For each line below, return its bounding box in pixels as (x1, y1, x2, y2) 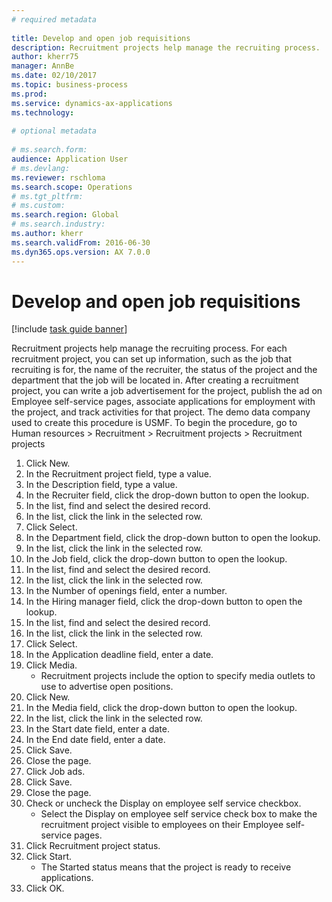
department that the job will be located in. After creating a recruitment (11, 374, 299, 386)
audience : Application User (11, 154, 129, 164)
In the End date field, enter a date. (25, 734, 166, 746)
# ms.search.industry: (11, 219, 106, 230)
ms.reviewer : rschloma (11, 172, 106, 183)
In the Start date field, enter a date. (25, 723, 170, 735)
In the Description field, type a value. (25, 479, 178, 491)
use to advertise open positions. (40, 681, 174, 693)
